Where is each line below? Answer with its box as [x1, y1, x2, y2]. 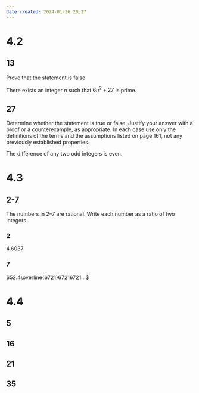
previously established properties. [6, 138, 90, 146]
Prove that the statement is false [6, 74, 86, 81]
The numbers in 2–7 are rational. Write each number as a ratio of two [6, 211, 175, 218]
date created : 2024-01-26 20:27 [6, 8, 86, 15]
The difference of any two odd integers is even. [6, 150, 123, 157]
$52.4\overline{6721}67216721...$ [6, 274, 89, 281]
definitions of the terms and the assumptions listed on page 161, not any [6, 132, 183, 140]
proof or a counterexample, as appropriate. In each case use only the [6, 126, 176, 133]
